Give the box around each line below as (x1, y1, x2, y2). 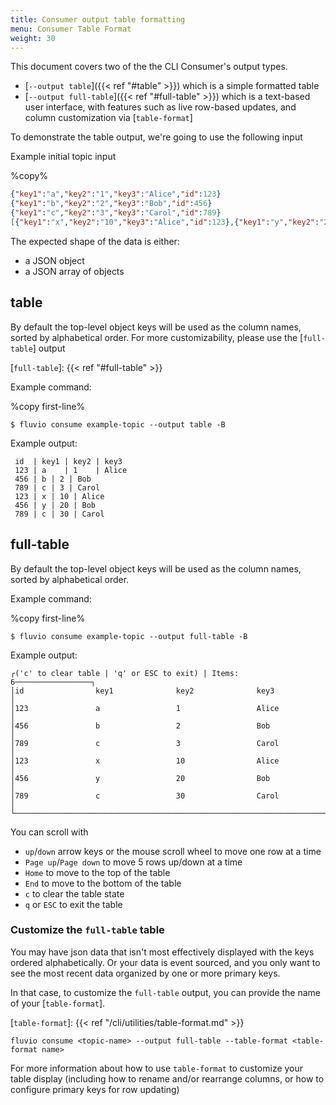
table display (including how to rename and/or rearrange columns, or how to (10, 1072, 325, 1085)
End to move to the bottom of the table (24, 877, 182, 889)
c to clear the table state (24, 887, 125, 900)
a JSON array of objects (24, 265, 125, 277)
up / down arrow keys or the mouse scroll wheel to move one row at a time (24, 845, 322, 857)
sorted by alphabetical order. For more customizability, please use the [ (10, 331, 304, 343)
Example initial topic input (10, 151, 117, 163)
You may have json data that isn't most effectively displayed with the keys (10, 946, 315, 958)
